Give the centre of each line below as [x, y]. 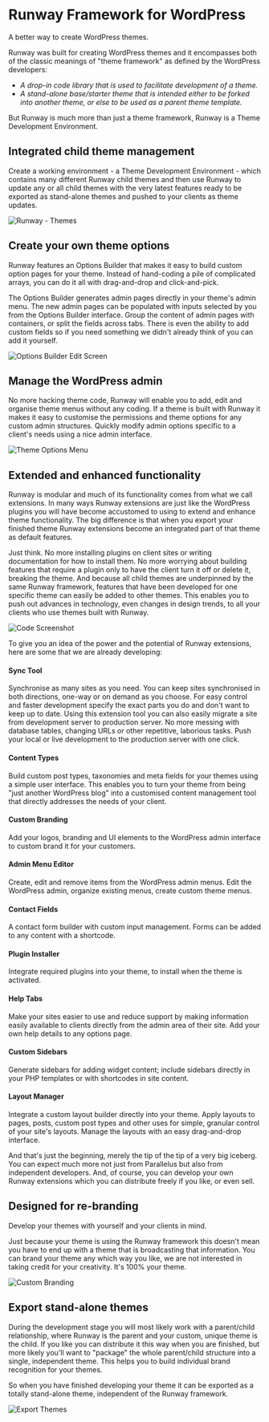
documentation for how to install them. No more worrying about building [128, 561]
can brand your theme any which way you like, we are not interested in [125, 1258]
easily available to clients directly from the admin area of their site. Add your [134, 1025]
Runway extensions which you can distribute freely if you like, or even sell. [132, 1181]
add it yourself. [33, 340]
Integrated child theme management [102, 151]
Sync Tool [25, 670]
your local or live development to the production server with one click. [124, 739]
